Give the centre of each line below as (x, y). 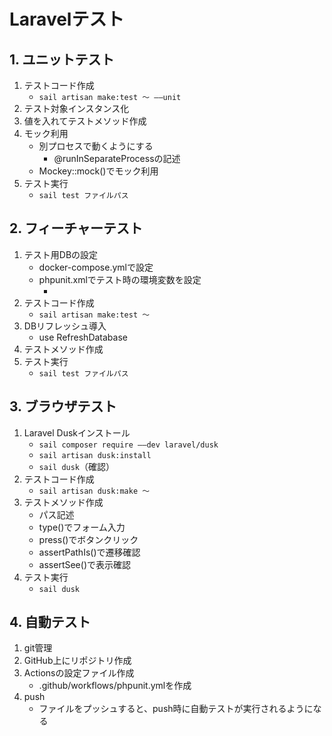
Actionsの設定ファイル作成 (79, 673)
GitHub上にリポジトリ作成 (77, 661)
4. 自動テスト (50, 622)
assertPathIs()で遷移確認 (89, 552)
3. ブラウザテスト (63, 406)
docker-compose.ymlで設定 (96, 267)
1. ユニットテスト (62, 59)
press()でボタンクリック (88, 539)
